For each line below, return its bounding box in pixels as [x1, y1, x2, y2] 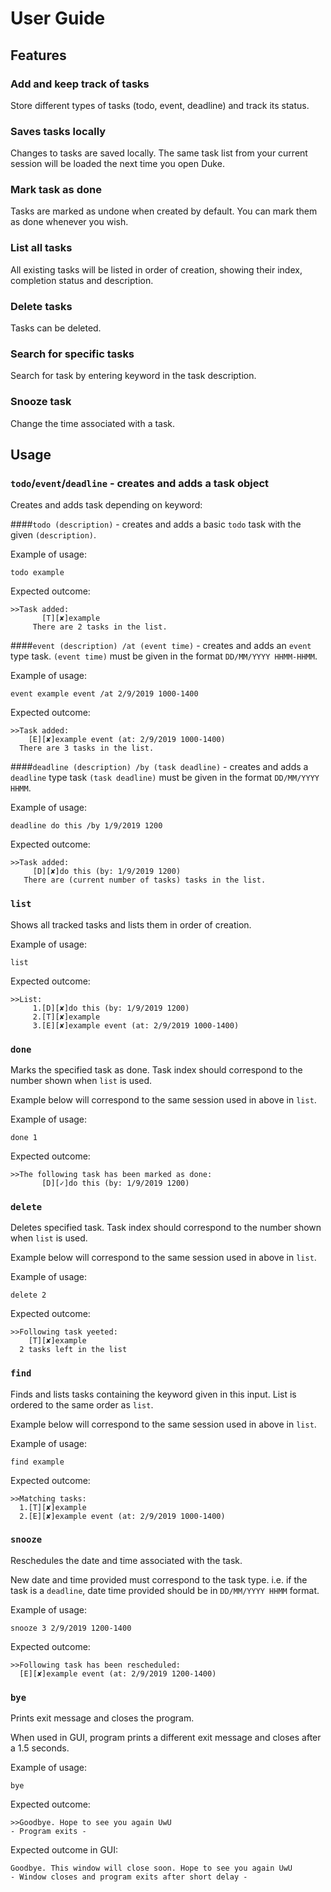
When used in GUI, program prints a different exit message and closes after [10, 1732, 322, 1744]
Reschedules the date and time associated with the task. [10, 1554, 243, 1566]
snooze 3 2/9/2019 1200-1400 [10, 1623, 132, 1633]
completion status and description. [10, 274, 154, 286]
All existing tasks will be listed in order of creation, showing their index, [10, 263, 303, 276]
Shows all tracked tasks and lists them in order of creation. [10, 918, 252, 931]
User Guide [10, 7, 106, 30]
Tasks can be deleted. [10, 322, 102, 334]
